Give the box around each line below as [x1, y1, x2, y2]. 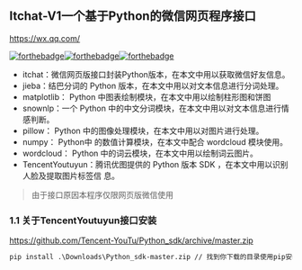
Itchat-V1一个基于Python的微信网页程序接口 [9, 8, 256, 24]
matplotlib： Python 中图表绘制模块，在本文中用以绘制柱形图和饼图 [22, 91, 271, 102]
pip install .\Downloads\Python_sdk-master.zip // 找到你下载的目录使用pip [9, 253, 286, 262]
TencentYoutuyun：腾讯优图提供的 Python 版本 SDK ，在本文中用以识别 [22, 158, 289, 169]
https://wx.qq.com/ [9, 32, 81, 43]
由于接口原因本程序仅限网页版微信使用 [31, 189, 173, 200]
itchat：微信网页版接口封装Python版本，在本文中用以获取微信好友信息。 [22, 68, 290, 79]
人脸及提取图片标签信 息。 [22, 170, 120, 181]
